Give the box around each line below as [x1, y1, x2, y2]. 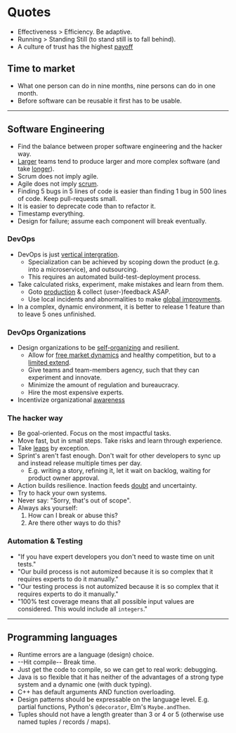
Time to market [7, 63, 75, 74]
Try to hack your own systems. [17, 489, 107, 498]
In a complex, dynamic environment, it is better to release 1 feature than [17, 302, 225, 311]
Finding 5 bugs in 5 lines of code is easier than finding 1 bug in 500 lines [17, 187, 227, 195]
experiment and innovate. [27, 373, 102, 382]
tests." [17, 559, 37, 568]
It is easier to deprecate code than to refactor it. [17, 202, 156, 210]
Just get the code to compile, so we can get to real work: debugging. [17, 665, 218, 673]
